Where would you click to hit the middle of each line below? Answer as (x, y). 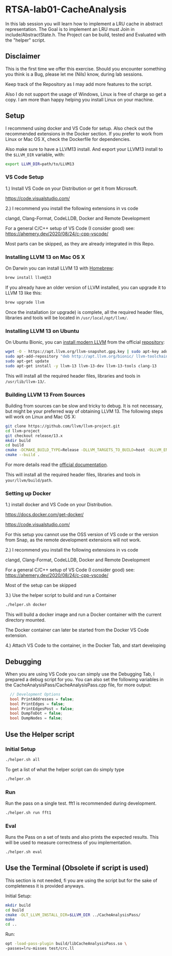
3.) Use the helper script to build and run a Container (61, 595)
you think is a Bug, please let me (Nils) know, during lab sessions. (74, 74)
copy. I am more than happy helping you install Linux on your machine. (80, 99)
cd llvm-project (23, 431)
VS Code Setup (25, 177)
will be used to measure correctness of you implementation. (69, 843)
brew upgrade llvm (25, 302)
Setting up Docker (28, 493)
